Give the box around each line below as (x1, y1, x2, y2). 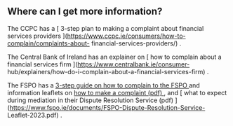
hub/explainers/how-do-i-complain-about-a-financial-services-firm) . (7, 67, 209, 76)
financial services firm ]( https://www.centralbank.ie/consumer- (7, 59, 190, 69)
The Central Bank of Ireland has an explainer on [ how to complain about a (7, 52, 222, 61)
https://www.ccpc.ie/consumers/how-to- (67, 31, 186, 40)
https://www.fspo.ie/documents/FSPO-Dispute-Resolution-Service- (9, 103, 206, 111)
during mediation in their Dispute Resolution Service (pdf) (7, 96, 174, 104)
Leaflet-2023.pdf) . (7, 111, 62, 119)
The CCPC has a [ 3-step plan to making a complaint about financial (7, 24, 204, 32)
